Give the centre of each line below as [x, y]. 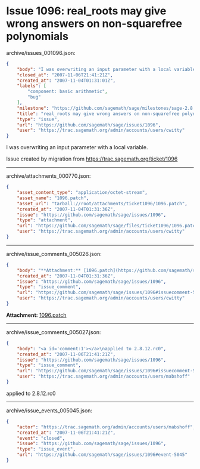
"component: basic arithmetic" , [68, 92]
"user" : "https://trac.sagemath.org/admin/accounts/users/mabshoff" [104, 377]
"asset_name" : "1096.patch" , [53, 198]
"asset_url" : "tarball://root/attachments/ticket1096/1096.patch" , [102, 203]
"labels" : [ [32, 86]
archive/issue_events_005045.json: [49, 411]
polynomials [37, 36]
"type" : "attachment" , [45, 220]
